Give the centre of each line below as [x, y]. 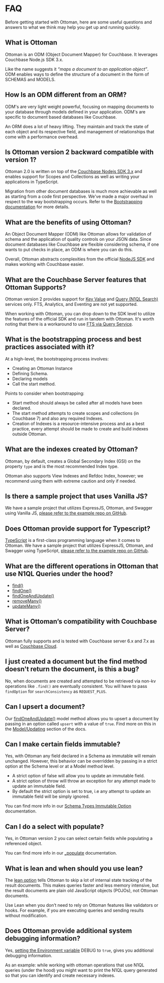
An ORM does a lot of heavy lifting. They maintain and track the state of [77, 126]
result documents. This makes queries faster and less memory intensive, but [82, 885]
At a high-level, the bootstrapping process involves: [57, 359]
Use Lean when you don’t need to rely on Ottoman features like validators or [82, 905]
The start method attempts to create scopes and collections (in [75, 413]
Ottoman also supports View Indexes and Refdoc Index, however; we [74, 476]
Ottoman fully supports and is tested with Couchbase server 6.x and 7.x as [80, 641]
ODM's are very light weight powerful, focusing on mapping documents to [80, 107]
